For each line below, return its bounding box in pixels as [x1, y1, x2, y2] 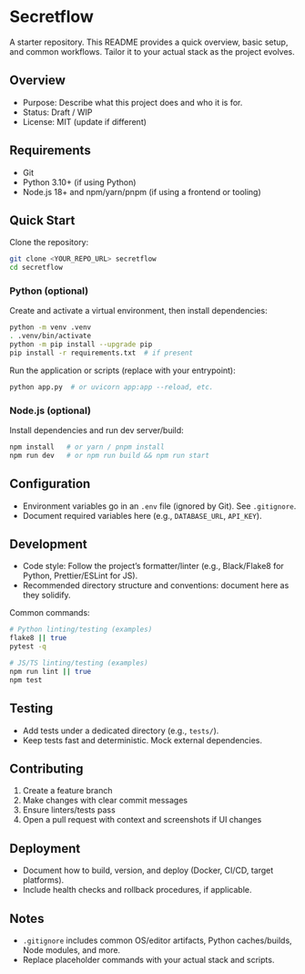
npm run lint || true [9, 667, 92, 676]
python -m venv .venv [9, 323, 92, 332]
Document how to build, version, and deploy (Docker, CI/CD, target [22, 865, 274, 876]
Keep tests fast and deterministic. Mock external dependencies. [22, 734, 262, 745]
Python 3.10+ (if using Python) [22, 176, 137, 188]
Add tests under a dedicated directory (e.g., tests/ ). [22, 725, 219, 736]
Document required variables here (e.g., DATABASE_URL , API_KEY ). [22, 510, 262, 521]
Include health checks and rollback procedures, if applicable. [22, 885, 252, 896]
